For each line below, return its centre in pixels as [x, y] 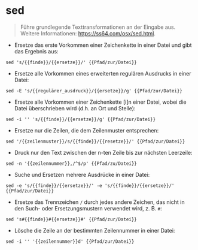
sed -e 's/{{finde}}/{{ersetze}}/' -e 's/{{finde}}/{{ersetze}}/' [90, 186]
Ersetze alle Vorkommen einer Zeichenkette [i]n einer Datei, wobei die [100, 102]
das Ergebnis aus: [36, 51]
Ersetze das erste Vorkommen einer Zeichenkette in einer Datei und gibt [103, 45]
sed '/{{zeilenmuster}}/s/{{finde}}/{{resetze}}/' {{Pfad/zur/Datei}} [95, 141]
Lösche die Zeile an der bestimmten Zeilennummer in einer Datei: [95, 230]
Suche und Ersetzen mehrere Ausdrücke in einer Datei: [82, 174]
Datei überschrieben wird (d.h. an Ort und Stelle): [75, 108]
